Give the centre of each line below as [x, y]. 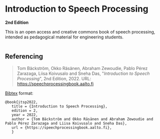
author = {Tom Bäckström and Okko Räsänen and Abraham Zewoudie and [82, 119]
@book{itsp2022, [21, 102]
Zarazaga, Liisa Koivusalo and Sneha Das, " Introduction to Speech [83, 73]
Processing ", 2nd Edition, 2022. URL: [54, 78]
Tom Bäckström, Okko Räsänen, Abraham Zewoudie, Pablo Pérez [82, 68]
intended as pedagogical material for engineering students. [64, 37]
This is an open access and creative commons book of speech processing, [80, 32]
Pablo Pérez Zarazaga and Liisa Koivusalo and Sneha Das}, [66, 123]
